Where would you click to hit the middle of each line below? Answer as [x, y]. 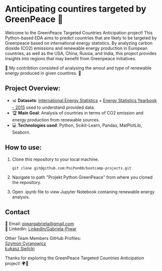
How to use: [23, 147]
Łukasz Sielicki [20, 249]
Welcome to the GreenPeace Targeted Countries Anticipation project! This [79, 33]
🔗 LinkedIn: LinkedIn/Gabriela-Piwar [41, 229]
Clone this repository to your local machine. [55, 159]
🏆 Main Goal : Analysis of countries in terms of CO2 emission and [78, 113]
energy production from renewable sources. [56, 119]
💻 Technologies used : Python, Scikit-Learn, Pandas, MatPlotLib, [77, 125]
